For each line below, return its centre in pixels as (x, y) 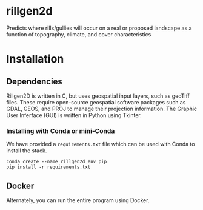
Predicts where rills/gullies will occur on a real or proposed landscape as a (99, 28)
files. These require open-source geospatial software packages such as (96, 102)
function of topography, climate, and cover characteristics (79, 34)
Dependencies (34, 81)
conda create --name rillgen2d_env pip (57, 162)
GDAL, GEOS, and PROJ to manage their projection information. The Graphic (102, 109)
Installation (35, 59)
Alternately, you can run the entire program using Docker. (78, 200)
